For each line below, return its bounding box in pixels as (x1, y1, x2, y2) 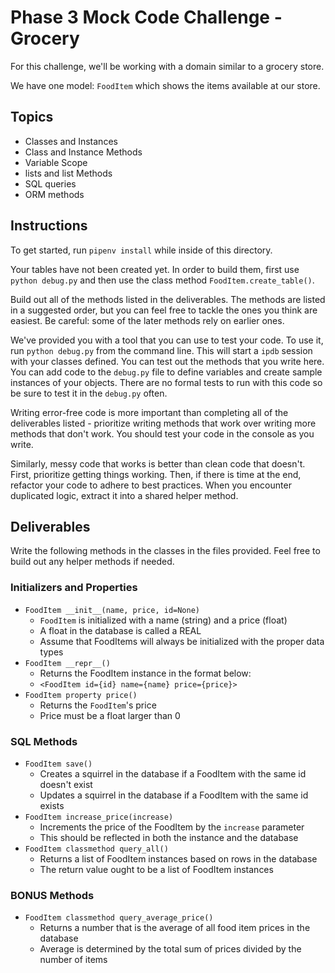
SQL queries (24, 177, 77, 190)
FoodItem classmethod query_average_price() (24, 913, 214, 923)
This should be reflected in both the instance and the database (39, 831, 299, 843)
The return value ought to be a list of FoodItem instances (39, 863, 274, 875)
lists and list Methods (24, 167, 113, 179)
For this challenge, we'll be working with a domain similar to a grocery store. (10, 60, 325, 72)
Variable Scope (24, 156, 88, 168)
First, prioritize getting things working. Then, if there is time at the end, (10, 468, 302, 480)
